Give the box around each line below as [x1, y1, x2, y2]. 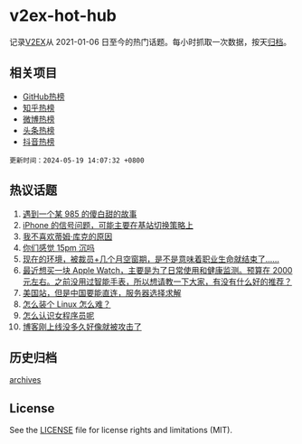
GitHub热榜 [22, 91, 65, 102]
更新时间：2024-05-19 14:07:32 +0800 [9, 155, 145, 165]
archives [9, 375, 42, 385]
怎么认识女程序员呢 [22, 310, 95, 320]
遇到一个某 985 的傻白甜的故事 [22, 208, 137, 219]
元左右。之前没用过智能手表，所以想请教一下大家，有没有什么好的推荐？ [22, 276, 292, 287]
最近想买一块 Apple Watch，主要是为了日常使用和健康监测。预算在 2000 [22, 264, 293, 275]
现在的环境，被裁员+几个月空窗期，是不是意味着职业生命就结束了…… [22, 254, 280, 264]
